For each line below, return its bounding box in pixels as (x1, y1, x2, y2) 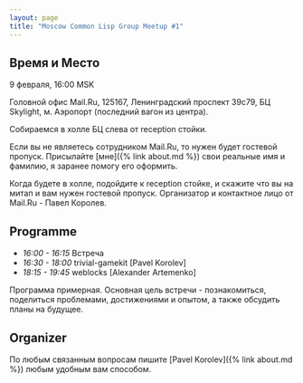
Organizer (9, 330, 68, 345)
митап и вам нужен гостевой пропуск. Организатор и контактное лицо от (9, 187, 294, 199)
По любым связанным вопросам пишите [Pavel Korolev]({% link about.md (9, 354, 293, 365)
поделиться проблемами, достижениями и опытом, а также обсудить (9, 294, 280, 305)
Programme (9, 224, 78, 239)
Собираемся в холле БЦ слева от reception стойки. (9, 124, 208, 135)
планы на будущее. (9, 304, 84, 315)
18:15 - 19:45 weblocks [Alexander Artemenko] (22, 267, 196, 278)
